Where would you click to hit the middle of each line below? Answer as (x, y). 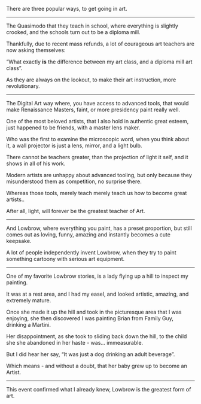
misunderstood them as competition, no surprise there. (74, 181)
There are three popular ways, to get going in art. (67, 9)
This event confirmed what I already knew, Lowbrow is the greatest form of (99, 389)
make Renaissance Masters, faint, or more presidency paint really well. (93, 110)
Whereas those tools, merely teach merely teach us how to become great (97, 193)
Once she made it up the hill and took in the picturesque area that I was (94, 312)
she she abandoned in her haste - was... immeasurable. (75, 343)
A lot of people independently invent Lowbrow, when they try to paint (91, 253)
